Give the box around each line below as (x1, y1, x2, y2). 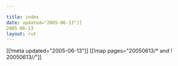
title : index (6, 14, 39, 20)
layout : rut (6, 31, 36, 37)
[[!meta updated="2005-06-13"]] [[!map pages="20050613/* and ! (6, 47, 173, 55)
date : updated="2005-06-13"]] (6, 19, 83, 26)
